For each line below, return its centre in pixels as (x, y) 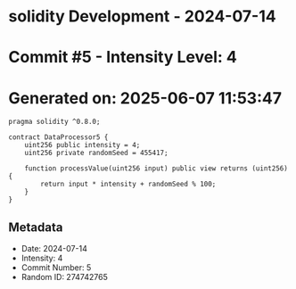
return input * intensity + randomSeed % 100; (128, 185)
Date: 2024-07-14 (54, 249)
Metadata (36, 227)
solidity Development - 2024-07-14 (143, 17)
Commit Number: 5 (56, 268)
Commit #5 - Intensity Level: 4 (123, 58)
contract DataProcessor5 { (58, 137)
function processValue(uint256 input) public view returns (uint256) (156, 169)
